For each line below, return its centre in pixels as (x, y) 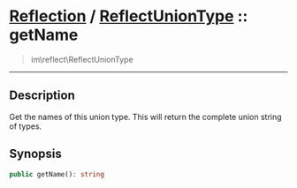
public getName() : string (57, 174)
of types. (26, 126)
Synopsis (35, 154)
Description (42, 96)
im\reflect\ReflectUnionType (82, 59)
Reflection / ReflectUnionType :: (129, 16)
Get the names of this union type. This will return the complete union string (145, 117)
